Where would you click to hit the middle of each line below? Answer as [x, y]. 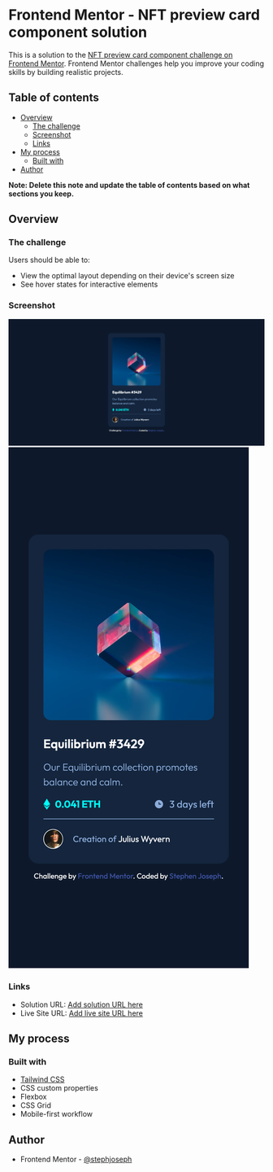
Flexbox [33, 1097]
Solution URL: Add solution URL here [82, 1004]
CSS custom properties [59, 1088]
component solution [78, 32]
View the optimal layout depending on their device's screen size [127, 276]
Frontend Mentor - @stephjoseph [76, 1159]
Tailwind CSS [42, 1079]
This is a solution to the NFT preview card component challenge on [121, 55]
